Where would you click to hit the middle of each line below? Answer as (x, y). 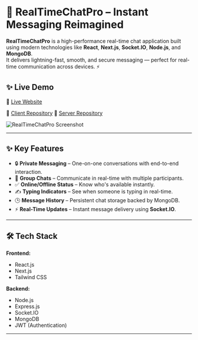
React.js (24, 265)
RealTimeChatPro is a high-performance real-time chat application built (94, 41)
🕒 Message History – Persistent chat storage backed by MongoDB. (97, 200)
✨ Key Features (35, 149)
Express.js (27, 306)
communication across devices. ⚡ (59, 66)
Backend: (18, 289)
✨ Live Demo (30, 87)
